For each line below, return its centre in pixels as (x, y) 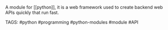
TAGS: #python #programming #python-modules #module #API (72, 22)
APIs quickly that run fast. (32, 12)
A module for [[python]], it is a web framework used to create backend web (84, 7)
